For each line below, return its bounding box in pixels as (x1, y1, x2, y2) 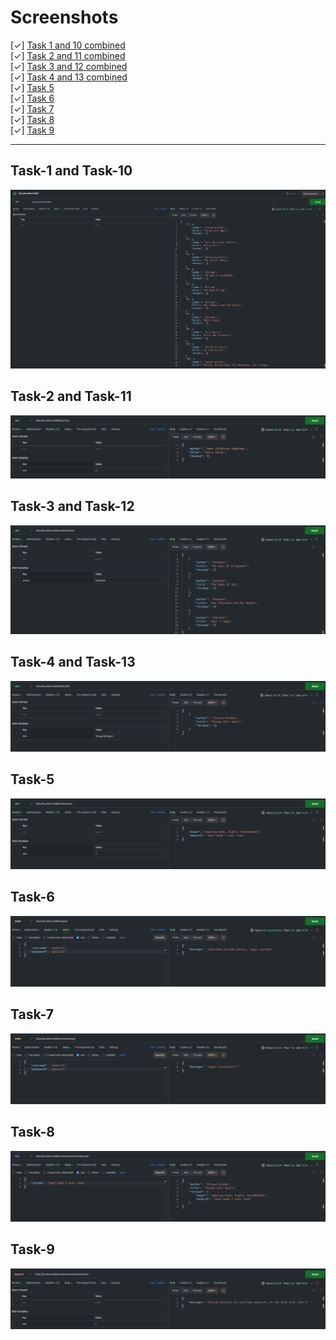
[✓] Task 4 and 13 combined (10, 71, 128, 83)
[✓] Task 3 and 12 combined (10, 60, 128, 72)
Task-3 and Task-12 (10, 498, 135, 515)
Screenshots (10, 6, 119, 29)
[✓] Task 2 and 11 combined (10, 49, 126, 61)
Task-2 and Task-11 (10, 388, 132, 405)
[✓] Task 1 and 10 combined (10, 39, 126, 51)
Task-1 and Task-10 (10, 162, 133, 180)
